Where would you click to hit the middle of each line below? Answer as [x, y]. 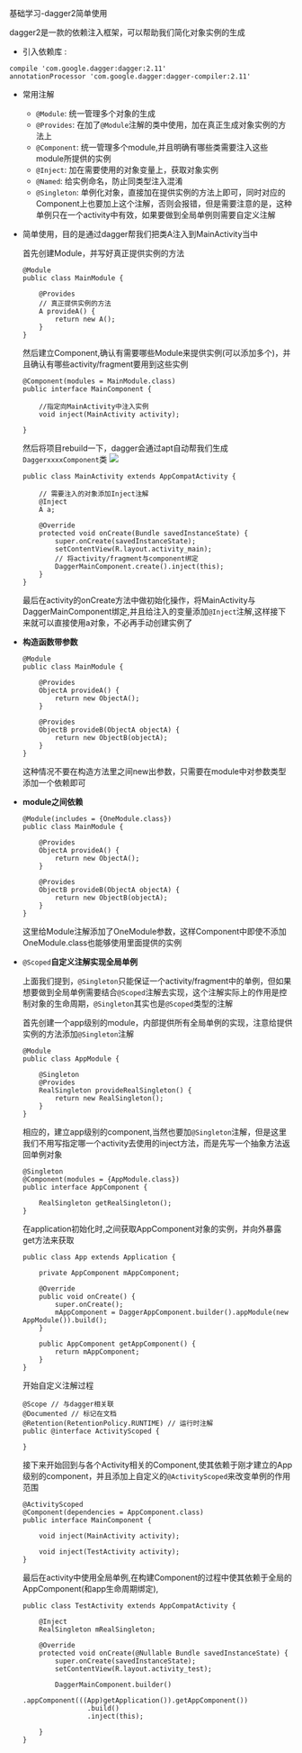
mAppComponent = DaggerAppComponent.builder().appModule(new [172, 1312]
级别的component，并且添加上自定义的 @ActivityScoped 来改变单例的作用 [156, 1476]
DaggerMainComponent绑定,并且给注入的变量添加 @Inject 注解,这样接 [150, 612]
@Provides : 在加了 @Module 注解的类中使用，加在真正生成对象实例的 [157, 125]
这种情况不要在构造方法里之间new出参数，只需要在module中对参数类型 [154, 772]
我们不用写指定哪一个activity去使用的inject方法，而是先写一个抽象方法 [152, 1143]
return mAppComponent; [98, 1352]
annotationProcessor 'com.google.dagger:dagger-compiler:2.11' [130, 77]
